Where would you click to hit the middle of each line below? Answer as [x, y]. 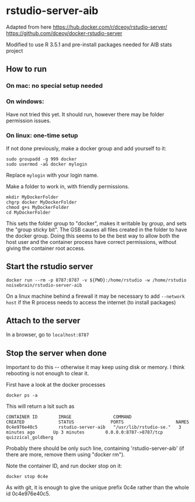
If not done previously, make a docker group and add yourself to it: [86, 148]
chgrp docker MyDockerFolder [41, 202]
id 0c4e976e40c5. [28, 494]
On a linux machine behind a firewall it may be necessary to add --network [95, 296]
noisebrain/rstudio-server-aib [44, 285]
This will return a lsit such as [40, 406]
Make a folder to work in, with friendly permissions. [68, 186]
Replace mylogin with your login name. [52, 175]
